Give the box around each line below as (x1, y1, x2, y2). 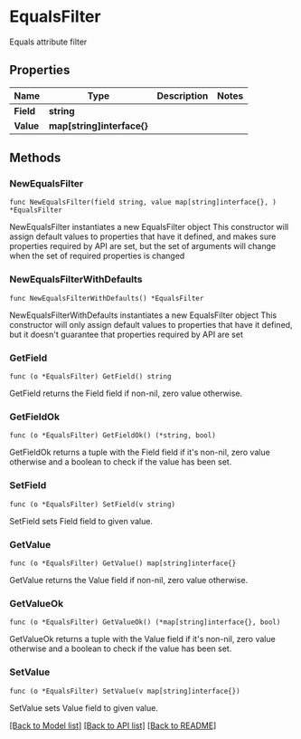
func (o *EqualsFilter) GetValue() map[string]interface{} (9, 559, 237, 568)
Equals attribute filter (9, 36, 88, 47)
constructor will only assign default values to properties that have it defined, (9, 319, 293, 330)
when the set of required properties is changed (9, 251, 185, 262)
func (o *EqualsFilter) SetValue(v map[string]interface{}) (9, 686, 241, 696)
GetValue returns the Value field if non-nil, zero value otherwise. (9, 574, 249, 585)
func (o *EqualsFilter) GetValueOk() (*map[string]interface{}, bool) (9, 618, 281, 627)
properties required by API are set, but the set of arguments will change (9, 241, 277, 252)
